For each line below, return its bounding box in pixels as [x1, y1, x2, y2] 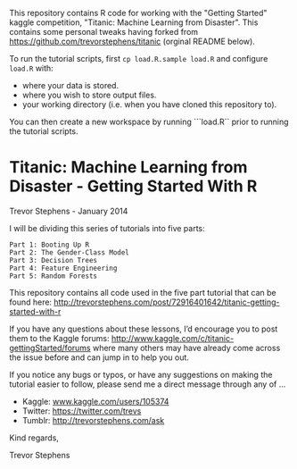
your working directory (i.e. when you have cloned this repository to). [21, 99, 277, 110]
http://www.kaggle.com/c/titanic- [111, 332, 235, 343]
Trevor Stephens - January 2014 [9, 205, 128, 216]
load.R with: [9, 63, 54, 73]
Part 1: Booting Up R [9, 240, 90, 249]
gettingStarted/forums [9, 342, 91, 353]
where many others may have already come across [92, 342, 281, 353]
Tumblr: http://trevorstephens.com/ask [21, 415, 165, 425]
